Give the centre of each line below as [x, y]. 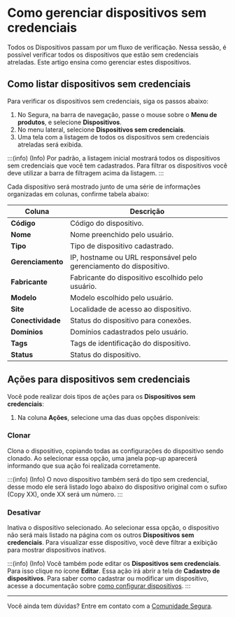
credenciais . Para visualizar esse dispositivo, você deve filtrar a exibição [113, 543]
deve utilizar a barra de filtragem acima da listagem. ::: [86, 172]
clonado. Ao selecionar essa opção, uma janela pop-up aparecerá [102, 458]
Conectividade [36, 320]
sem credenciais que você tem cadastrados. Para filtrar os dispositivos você [117, 165]
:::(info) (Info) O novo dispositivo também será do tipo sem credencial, [108, 479]
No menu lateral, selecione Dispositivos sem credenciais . [101, 129]
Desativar [24, 512]
